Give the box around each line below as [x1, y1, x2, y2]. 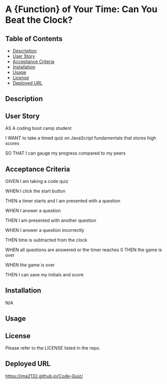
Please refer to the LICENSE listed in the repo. [5, 345, 101, 351]
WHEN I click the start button [5, 188, 66, 194]
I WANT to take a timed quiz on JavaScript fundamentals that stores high [5, 135, 156, 141]
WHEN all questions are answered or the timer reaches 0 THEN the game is [5, 247, 162, 253]
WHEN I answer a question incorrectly [5, 227, 85, 233]
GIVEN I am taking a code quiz [5, 178, 69, 184]
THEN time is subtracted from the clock [5, 237, 87, 243]
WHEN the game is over [5, 262, 55, 268]
